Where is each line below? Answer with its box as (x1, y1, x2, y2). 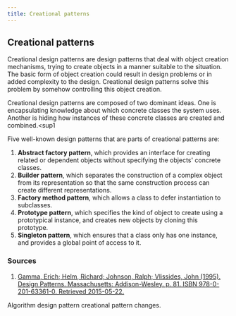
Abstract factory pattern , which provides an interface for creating (17, 149, 211, 157)
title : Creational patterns (7, 10, 90, 18)
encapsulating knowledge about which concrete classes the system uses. (7, 107, 222, 115)
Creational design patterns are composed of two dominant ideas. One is (7, 99, 216, 107)
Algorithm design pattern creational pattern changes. (7, 300, 161, 309)
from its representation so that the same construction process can (17, 178, 210, 187)
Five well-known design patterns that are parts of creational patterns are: (7, 135, 220, 143)
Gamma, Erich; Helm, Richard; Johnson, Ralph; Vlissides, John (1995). (17, 272, 221, 281)
